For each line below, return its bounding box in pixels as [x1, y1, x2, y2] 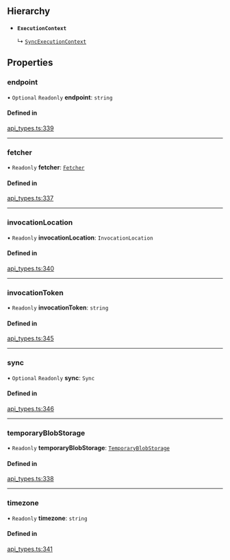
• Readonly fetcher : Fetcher [7, 163, 85, 171]
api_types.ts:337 [7, 194, 54, 202]
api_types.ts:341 [7, 545, 53, 553]
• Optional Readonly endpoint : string [7, 93, 113, 102]
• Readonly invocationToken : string [7, 303, 109, 312]
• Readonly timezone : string [7, 514, 88, 522]
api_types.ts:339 [7, 124, 54, 132]
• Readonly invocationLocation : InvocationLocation [7, 233, 153, 242]
